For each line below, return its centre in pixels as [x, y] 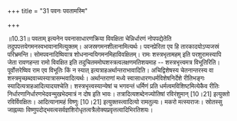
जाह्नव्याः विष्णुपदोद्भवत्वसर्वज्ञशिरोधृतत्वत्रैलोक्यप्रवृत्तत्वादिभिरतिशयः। [80, 110]
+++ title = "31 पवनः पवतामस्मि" [48, 11]
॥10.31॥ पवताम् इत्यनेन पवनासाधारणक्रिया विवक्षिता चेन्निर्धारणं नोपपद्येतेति [89, 38]
